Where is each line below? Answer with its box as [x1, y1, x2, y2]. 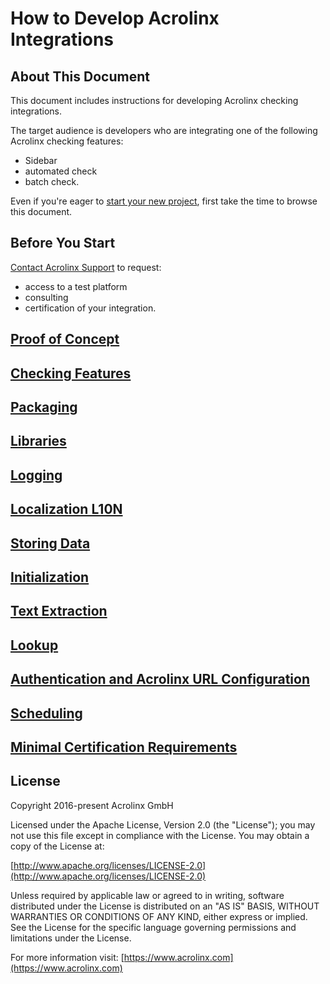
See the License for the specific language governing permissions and [10, 921, 297, 933]
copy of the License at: [10, 840, 105, 852]
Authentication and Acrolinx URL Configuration [10, 671, 311, 688]
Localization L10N [10, 501, 123, 518]
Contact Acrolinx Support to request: [10, 261, 162, 273]
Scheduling [10, 705, 83, 722]
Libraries [10, 433, 67, 450]
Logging [10, 467, 63, 484]
